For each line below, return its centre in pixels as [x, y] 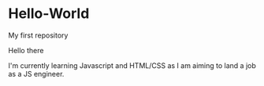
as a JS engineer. [36, 73]
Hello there [26, 50]
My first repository [38, 35]
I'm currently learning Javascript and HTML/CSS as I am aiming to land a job [132, 65]
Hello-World [49, 14]
